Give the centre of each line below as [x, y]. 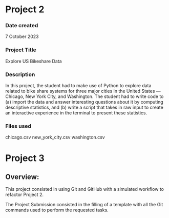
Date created [22, 26]
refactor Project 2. [25, 195]
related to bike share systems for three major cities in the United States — [83, 91]
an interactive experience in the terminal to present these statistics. [76, 113]
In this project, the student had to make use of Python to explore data [78, 86]
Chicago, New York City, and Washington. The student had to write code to [84, 96]
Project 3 [25, 158]
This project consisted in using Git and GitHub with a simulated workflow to [84, 189]
